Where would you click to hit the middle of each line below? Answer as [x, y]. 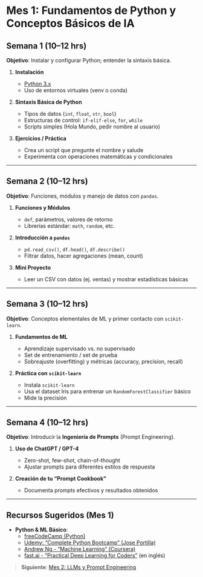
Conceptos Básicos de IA [70, 23]
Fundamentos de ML [41, 336]
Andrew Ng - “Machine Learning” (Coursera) [80, 549]
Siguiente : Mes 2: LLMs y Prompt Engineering [79, 567]
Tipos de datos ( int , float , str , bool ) [70, 114]
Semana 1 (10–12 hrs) [47, 46]
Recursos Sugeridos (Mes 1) [60, 515]
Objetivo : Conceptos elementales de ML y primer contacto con [85, 318]
